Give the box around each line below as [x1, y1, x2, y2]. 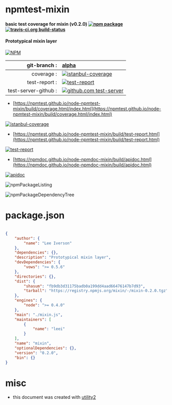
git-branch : [26, 62, 57, 69]
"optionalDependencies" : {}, [14, 345, 77, 351]
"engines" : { [14, 298, 42, 303]
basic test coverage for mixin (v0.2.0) [5, 21, 88, 27]
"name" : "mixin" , [14, 341, 52, 346]
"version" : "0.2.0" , [14, 350, 58, 355]
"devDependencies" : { [14, 260, 60, 265]
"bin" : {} [14, 355, 36, 360]
